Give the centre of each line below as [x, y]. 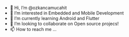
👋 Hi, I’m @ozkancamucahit [38, 8]
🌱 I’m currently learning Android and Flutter [54, 18]
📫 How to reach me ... [33, 29]
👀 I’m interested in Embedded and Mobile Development [67, 13]
